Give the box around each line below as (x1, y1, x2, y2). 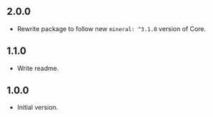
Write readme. (16, 64, 59, 72)
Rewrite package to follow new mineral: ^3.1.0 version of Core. (16, 24, 207, 33)
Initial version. (16, 103, 58, 112)
